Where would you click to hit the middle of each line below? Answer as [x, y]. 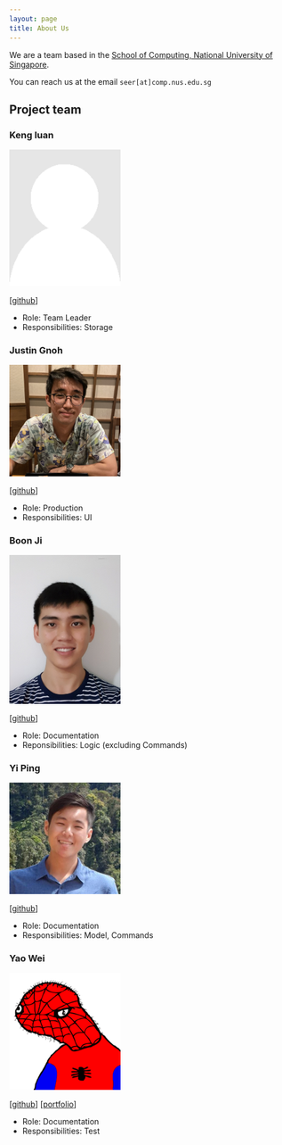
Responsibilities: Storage [68, 327]
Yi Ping [25, 767]
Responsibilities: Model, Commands [88, 935]
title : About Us [39, 28]
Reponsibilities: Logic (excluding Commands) [105, 744]
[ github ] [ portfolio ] [43, 1104]
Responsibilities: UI [57, 517]
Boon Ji [26, 540]
